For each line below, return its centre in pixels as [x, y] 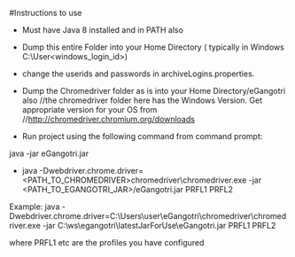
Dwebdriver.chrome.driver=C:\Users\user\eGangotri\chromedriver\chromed [148, 216]
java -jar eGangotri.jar [49, 153]
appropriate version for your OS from [89, 109]
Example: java [35, 206]
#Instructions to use [46, 13]
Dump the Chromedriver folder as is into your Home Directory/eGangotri [154, 91]
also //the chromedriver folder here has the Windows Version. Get [142, 100]
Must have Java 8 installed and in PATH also [103, 30]
